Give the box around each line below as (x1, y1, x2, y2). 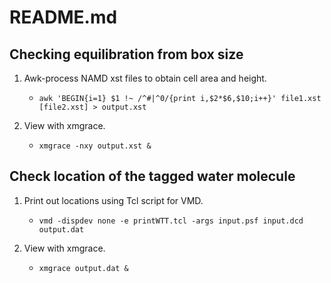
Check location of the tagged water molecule (9, 168, 296, 185)
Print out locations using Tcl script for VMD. (23, 194, 204, 206)
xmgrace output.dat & (38, 263, 129, 273)
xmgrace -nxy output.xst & (38, 141, 152, 151)
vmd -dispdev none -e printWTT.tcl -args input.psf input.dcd (38, 216, 304, 226)
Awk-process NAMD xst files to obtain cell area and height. (23, 72, 267, 84)
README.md (9, 6, 118, 29)
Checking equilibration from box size (9, 46, 244, 63)
